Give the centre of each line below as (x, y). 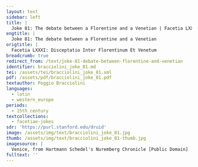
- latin (21, 94)
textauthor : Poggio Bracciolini (46, 83)
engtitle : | (21, 34)
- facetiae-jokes (33, 122)
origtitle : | (22, 45)
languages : (19, 89)
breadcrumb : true (27, 56)
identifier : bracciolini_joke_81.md (51, 67)
